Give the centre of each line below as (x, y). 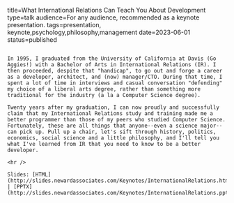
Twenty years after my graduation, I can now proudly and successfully (113, 107)
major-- (211, 126)
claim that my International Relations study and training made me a (110, 114)
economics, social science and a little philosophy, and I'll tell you (113, 138)
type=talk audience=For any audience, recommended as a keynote (103, 17)
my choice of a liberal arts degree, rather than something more (104, 89)
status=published (32, 40)
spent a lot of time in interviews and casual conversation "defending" (115, 83)
